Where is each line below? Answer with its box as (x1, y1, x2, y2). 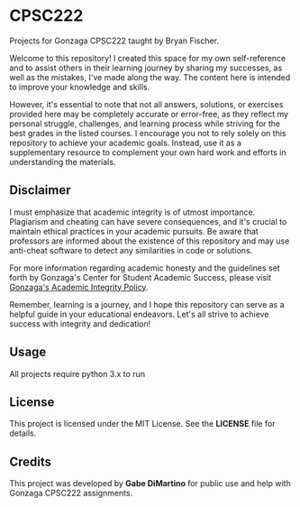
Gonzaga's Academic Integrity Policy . (9, 281, 149, 292)
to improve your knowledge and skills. (9, 81, 150, 92)
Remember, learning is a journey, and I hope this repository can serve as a (9, 299, 286, 309)
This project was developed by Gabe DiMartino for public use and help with (9, 478, 291, 489)
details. (9, 428, 37, 438)
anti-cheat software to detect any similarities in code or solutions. (9, 244, 253, 255)
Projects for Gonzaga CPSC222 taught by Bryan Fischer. (9, 35, 219, 46)
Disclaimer (9, 182, 71, 198)
